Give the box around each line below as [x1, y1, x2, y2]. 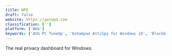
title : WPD [5, 7, 29, 13]
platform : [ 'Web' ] [5, 26, 45, 32]
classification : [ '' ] [5, 21, 52, 27]
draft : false [5, 12, 33, 17]
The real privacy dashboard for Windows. [5, 45, 93, 51]
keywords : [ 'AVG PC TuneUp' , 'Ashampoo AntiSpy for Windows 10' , [5, 31, 147, 36]
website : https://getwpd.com [5, 17, 68, 22]
